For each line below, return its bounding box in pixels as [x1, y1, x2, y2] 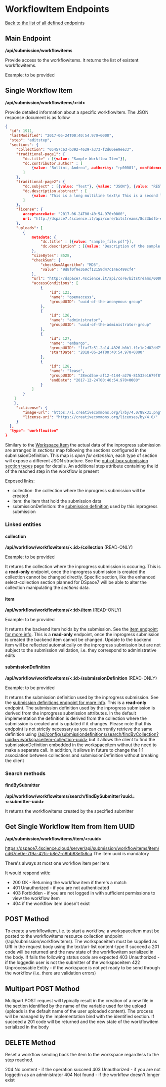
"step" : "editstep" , [9, 138, 52, 143]
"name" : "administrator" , [49, 318, 103, 323]
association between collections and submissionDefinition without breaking [5, 752, 159, 758]
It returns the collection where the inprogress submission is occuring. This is [5, 564, 161, 570]
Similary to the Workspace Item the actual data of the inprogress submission [5, 442, 161, 448]
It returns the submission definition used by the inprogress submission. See [5, 694, 159, 700]
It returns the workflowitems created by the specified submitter [5, 808, 134, 814]
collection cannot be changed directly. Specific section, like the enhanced [5, 574, 156, 580]
